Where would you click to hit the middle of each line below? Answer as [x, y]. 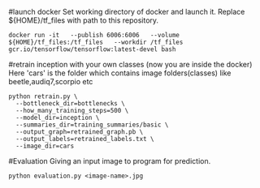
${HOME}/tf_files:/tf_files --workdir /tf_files [96, 42]
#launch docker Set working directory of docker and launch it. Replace [127, 12]
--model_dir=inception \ [58, 117]
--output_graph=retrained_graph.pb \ [80, 132]
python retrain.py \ [43, 96]
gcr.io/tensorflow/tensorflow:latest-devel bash [92, 49]
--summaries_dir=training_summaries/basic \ [92, 125]
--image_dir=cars [45, 146]
